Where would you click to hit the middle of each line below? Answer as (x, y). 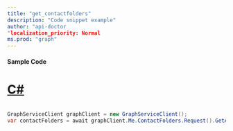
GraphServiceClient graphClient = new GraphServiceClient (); (97, 114)
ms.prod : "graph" (32, 40)
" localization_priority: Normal (54, 33)
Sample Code (27, 61)
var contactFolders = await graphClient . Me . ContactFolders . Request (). (111, 121)
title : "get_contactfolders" (49, 14)
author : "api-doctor (37, 26)
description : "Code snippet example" (62, 20)
